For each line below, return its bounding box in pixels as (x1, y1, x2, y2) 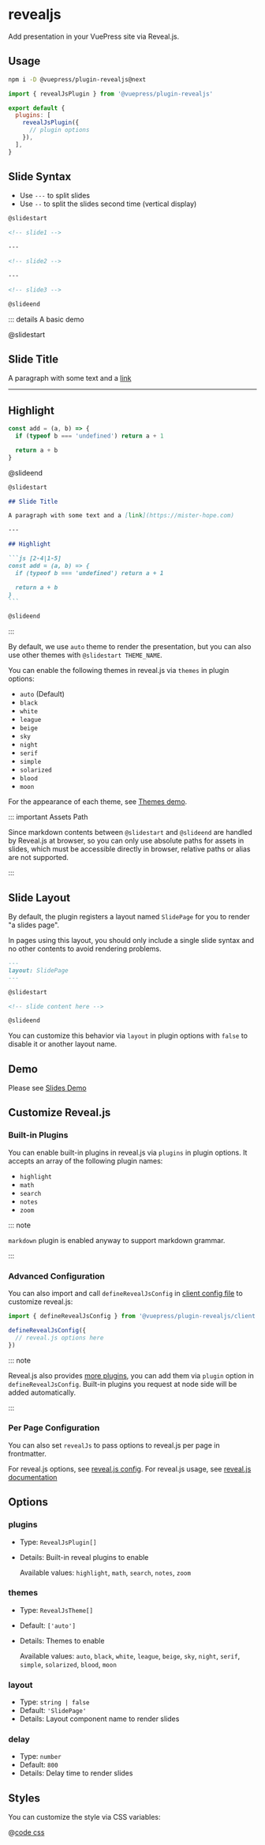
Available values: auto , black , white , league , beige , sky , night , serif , (19, 1651, 241, 1660)
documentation (8, 1472, 58, 1482)
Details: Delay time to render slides (19, 1768, 133, 1778)
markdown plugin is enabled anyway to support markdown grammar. (8, 1235, 226, 1245)
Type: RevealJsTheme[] (19, 1605, 93, 1614)
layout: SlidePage (8, 966, 69, 975)
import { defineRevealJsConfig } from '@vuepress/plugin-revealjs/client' (8, 1313, 259, 1321)
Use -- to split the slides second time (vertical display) (19, 199, 197, 209)
